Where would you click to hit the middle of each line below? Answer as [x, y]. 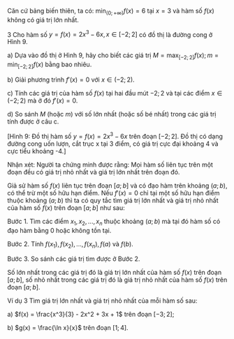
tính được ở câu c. [33, 121]
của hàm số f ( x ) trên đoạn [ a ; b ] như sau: [66, 208]
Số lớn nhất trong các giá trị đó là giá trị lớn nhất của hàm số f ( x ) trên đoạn [115, 273]
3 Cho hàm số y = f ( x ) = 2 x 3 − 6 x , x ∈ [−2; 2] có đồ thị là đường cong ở [110, 33]
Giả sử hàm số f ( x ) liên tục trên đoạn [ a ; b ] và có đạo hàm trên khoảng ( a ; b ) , [117, 186]
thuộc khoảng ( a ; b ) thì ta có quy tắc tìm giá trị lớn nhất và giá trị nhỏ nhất [113, 200]
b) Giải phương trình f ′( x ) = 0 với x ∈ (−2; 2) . [71, 80]
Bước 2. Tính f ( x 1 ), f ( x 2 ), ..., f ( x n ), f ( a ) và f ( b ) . [71, 244]
